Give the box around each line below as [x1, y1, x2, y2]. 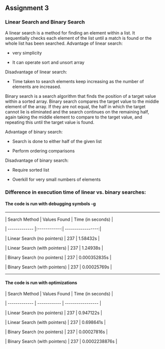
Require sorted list [12, 167, 50, 173]
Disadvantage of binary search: [5, 157, 69, 163]
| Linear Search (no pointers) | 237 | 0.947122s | [5, 310, 102, 316]
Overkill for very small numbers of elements [12, 176, 101, 182]
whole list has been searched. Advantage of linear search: [5, 40, 123, 46]
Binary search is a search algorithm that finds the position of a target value [5, 93, 156, 99]
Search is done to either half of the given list [12, 138, 102, 144]
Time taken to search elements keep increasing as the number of [12, 78, 144, 84]
